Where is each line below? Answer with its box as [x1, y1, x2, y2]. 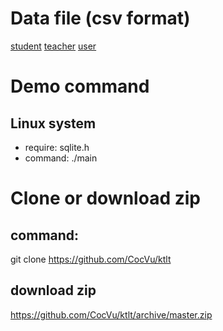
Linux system [10, 115, 97, 132]
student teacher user [10, 40, 97, 52]
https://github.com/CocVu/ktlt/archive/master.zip [10, 308, 213, 321]
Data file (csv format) [10, 7, 191, 30]
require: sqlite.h [24, 141, 90, 153]
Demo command [10, 75, 150, 98]
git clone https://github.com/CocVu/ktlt [10, 253, 172, 265]
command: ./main [24, 152, 98, 164]
